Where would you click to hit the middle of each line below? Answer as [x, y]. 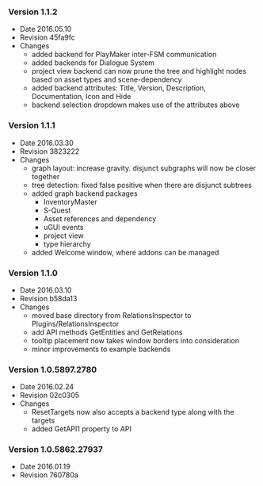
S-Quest [57, 210]
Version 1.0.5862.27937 [55, 450]
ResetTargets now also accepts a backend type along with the [133, 412]
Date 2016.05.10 [46, 29]
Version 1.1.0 [33, 273]
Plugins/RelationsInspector [75, 323]
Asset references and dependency [100, 218]
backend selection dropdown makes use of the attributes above [135, 105]
